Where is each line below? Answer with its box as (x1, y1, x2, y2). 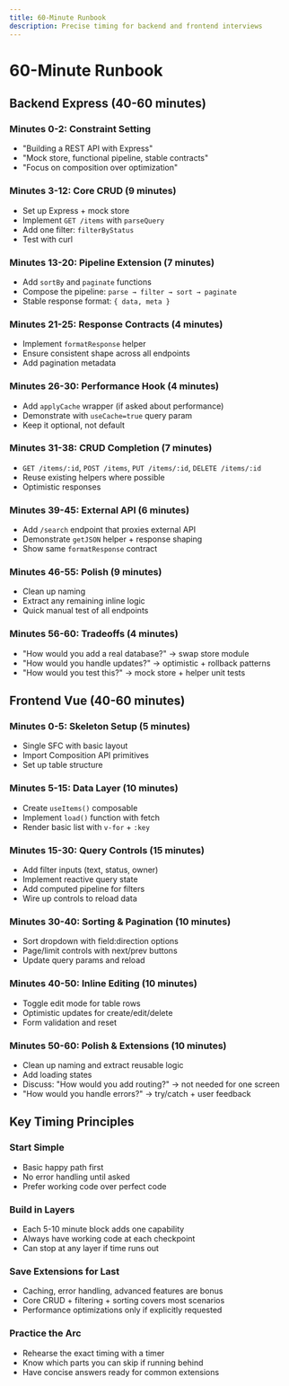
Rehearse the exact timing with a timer (22, 1347, 165, 1358)
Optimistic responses (22, 481, 101, 492)
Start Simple (9, 1142, 65, 1154)
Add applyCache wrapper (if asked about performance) (22, 401, 224, 411)
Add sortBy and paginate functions (22, 276, 153, 287)
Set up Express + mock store (22, 205, 130, 216)
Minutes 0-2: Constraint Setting (9, 123, 151, 135)
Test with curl (22, 234, 74, 244)
